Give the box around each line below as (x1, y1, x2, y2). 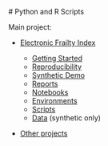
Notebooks (31, 87, 69, 97)
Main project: (8, 22, 52, 31)
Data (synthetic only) (31, 113, 102, 123)
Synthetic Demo (31, 71, 86, 79)
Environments (31, 96, 78, 105)
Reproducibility (31, 62, 82, 71)
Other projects (19, 128, 68, 138)
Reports (31, 79, 58, 88)
